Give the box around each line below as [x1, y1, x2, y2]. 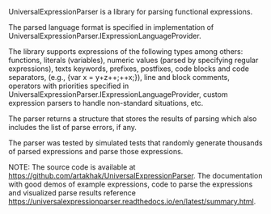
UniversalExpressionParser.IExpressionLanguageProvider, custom [8, 90, 228, 99]
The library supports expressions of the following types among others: [8, 47, 243, 56]
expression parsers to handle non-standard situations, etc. [8, 99, 204, 107]
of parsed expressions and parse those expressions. [8, 147, 184, 156]
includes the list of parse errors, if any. [8, 123, 138, 132]
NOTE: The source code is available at [8, 162, 136, 172]
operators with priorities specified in [8, 81, 129, 90]
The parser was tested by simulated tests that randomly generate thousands [8, 138, 263, 148]
